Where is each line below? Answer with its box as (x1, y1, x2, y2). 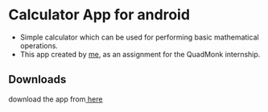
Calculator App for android (8, 6, 191, 24)
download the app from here (8, 94, 103, 104)
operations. (19, 40, 59, 50)
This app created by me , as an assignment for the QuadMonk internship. (19, 49, 261, 59)
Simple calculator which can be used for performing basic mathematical (19, 32, 259, 42)
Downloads (8, 73, 67, 86)
